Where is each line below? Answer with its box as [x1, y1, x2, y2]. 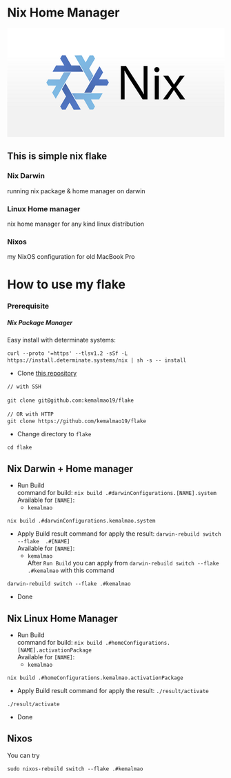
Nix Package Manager [7, 318, 73, 327]
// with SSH [7, 383, 41, 391]
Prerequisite [7, 302, 50, 311]
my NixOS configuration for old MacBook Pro [7, 253, 135, 261]
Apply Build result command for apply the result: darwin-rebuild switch [17, 529, 222, 538]
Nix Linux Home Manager [7, 612, 119, 624]
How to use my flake [7, 277, 126, 293]
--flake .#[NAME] [17, 538, 70, 545]
